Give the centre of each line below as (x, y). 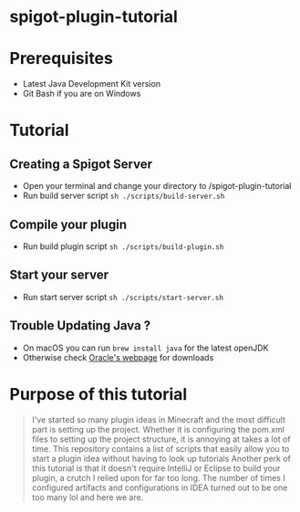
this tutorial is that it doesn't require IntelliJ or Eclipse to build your (156, 468)
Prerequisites (62, 59)
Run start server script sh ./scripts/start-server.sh (123, 297)
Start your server (59, 275)
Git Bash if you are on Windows (82, 94)
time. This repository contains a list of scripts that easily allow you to (160, 448)
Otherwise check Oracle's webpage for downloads (118, 357)
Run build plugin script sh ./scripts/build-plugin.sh (123, 246)
